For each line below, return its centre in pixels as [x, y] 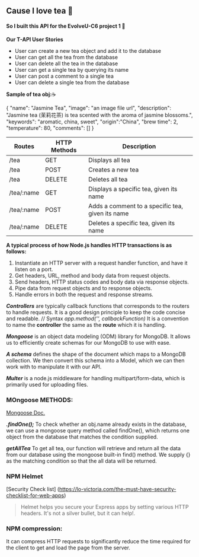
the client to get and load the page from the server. [68, 548]
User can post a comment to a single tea [64, 76]
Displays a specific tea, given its [133, 189]
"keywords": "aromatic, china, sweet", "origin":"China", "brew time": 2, [92, 122]
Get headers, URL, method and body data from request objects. [92, 275]
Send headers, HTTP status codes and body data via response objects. [102, 282]
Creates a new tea [113, 170]
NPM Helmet [25, 476]
